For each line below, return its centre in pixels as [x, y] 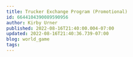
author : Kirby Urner [32, 23]
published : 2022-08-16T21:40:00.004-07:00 [60, 28]
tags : [13, 45]
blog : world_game [28, 39]
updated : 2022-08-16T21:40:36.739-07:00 [58, 34]
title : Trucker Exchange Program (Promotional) [67, 12]
